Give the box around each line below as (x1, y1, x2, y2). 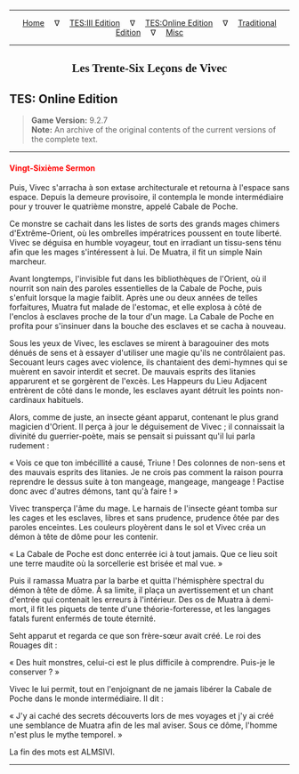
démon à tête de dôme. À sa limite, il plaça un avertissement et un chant (9, 585, 274, 596)
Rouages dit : (9, 640, 58, 650)
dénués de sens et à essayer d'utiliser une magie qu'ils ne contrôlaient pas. (9, 348, 286, 359)
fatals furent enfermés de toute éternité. (9, 613, 156, 624)
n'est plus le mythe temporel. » (9, 730, 123, 740)
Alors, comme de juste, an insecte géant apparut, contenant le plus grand (9, 412, 279, 423)
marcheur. (9, 256, 47, 267)
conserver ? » (9, 666, 60, 677)
